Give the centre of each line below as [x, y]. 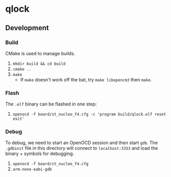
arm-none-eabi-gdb [32, 169]
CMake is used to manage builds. [40, 53]
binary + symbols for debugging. [40, 153]
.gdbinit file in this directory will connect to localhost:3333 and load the [82, 148]
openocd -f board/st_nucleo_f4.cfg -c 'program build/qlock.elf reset [89, 115]
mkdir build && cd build [39, 64]
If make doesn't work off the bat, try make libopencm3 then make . [86, 79]
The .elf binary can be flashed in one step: [51, 104]
